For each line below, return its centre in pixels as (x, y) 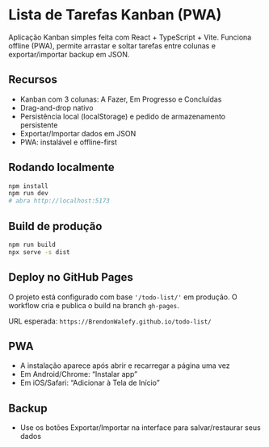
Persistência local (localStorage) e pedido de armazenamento (123, 116)
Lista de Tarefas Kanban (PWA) (115, 15)
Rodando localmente (61, 167)
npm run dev (28, 194)
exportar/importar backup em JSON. (69, 54)
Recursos (33, 79)
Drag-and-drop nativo (57, 107)
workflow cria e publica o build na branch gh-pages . (94, 305)
